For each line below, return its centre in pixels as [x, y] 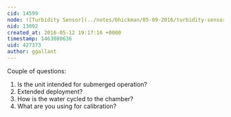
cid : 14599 [23, 13]
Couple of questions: [37, 71]
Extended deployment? [50, 91]
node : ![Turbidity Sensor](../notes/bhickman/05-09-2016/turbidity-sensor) [118, 20]
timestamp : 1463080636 [40, 39]
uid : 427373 [24, 45]
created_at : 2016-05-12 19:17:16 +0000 [64, 32]
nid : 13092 [23, 26]
